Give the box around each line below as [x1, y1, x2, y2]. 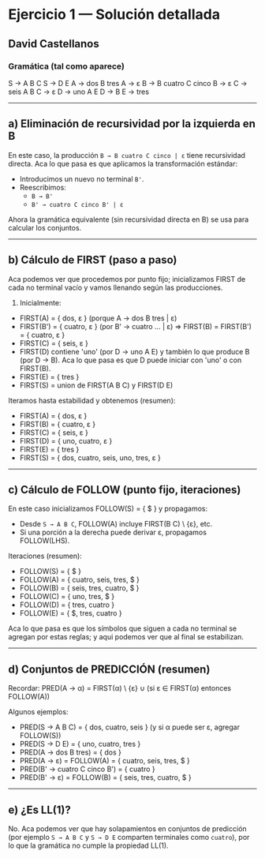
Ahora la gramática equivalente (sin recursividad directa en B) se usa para [8, 215, 249, 224]
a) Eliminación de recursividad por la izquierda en [8, 117, 256, 131]
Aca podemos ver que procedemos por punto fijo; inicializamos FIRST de [8, 274, 246, 283]
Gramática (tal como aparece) [8, 61, 125, 72]
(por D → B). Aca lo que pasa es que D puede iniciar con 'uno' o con [19, 355, 242, 365]
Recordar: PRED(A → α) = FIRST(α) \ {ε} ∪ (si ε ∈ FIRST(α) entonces [8, 684, 232, 693]
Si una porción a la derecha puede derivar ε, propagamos [19, 527, 207, 538]
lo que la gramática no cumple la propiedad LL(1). [8, 841, 169, 850]
